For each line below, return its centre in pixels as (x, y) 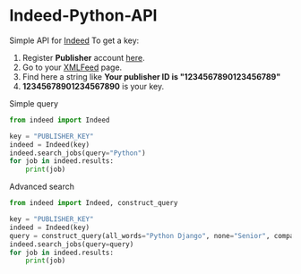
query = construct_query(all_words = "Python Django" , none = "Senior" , (140, 235)
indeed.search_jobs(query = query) (72, 244)
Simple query (34, 103)
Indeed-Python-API (83, 16)
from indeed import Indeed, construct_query (94, 203)
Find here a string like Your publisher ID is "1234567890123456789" (151, 76)
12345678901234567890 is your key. (93, 86)
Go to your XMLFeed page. (72, 67)
